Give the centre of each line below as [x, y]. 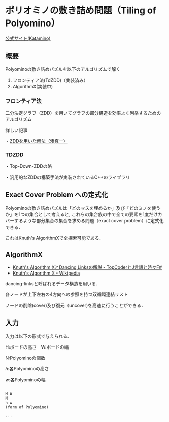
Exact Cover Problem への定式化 [57, 195]
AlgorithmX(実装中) [33, 86]
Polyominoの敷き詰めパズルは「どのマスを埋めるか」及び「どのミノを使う [83, 208]
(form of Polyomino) [27, 407]
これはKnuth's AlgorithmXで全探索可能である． [55, 238]
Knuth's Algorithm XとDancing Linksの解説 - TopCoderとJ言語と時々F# [87, 267]
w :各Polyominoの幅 [25, 379]
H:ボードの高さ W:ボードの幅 [37, 347]
